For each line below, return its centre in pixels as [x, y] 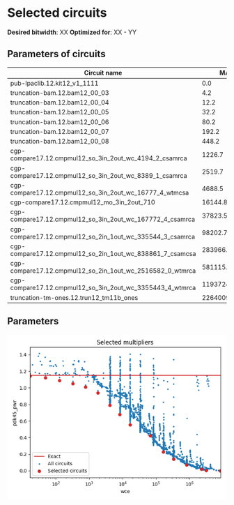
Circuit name [103, 73]
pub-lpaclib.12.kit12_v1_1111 [54, 83]
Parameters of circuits [56, 54]
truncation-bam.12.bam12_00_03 [60, 93]
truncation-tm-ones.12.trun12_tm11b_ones [74, 297]
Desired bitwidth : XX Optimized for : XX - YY [72, 32]
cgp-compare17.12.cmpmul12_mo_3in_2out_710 [83, 202]
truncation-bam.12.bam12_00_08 [60, 141]
